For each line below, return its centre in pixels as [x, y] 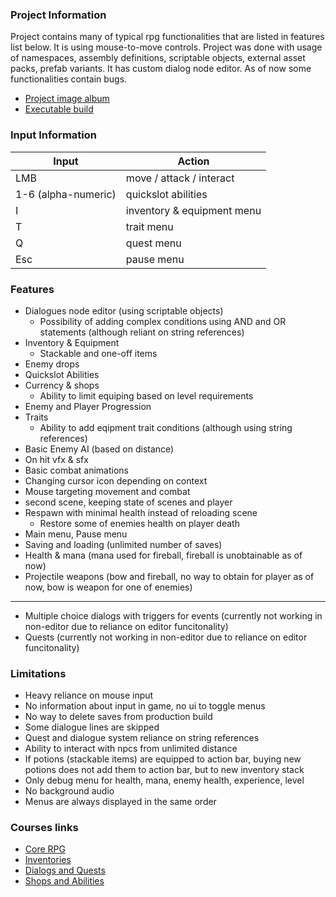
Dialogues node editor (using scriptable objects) [124, 310]
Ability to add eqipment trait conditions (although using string [166, 427]
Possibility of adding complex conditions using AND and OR [163, 321]
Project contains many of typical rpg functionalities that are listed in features [167, 37]
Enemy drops [52, 364]
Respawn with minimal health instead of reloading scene [141, 512]
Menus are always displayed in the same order [120, 802]
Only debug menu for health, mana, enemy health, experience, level [164, 780]
